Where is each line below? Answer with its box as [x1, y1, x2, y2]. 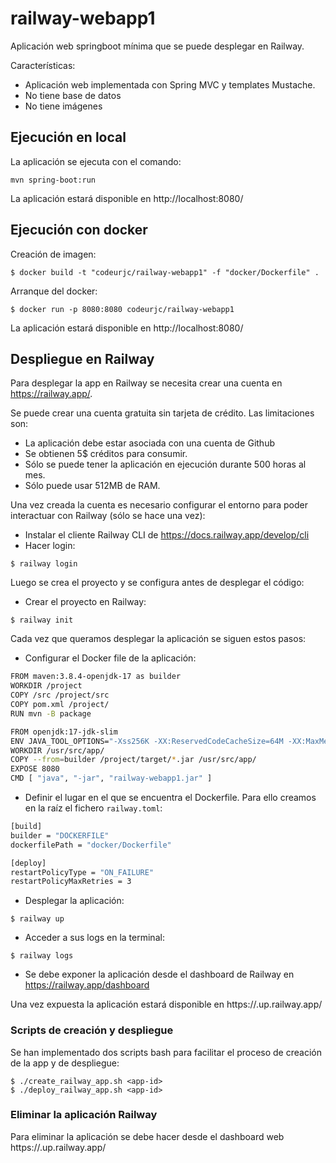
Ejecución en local [10, 129, 127, 146]
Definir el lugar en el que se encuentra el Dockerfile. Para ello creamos [24, 792, 317, 803]
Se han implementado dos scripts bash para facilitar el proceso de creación [10, 1046, 322, 1058]
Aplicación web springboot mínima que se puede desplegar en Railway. [10, 40, 305, 52]
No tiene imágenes [24, 100, 103, 112]
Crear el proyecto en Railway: [24, 596, 147, 608]
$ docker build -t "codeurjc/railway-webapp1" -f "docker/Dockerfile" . [10, 267, 320, 277]
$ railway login [10, 559, 78, 569]
